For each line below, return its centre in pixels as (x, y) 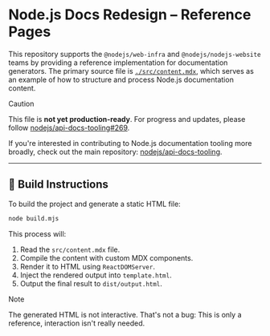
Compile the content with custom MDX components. (106, 257)
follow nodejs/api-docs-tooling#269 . (69, 128)
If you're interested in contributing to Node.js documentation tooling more (130, 143)
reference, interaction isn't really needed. (77, 323)
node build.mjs (34, 218)
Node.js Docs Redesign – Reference (130, 15)
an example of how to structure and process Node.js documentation (121, 79)
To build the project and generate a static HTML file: (94, 204)
